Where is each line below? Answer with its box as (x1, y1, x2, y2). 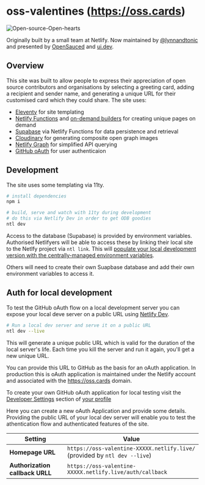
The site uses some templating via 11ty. (6, 181, 105, 188)
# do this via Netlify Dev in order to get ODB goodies (6, 215, 151, 221)
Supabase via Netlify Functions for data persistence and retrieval (15, 127, 179, 135)
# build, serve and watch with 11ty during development (6, 210, 151, 216)
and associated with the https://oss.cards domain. (6, 377, 132, 384)
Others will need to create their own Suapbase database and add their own (6, 263, 195, 270)
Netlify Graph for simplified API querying (15, 141, 118, 148)
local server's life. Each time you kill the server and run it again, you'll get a (6, 346, 195, 353)
